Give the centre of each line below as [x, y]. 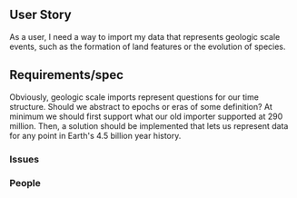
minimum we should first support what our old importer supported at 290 [146, 116]
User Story [40, 15]
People [25, 183]
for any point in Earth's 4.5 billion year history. [95, 135]
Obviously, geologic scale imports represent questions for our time [134, 97]
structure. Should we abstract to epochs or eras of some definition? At [141, 106]
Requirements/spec [67, 75]
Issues [25, 159]
